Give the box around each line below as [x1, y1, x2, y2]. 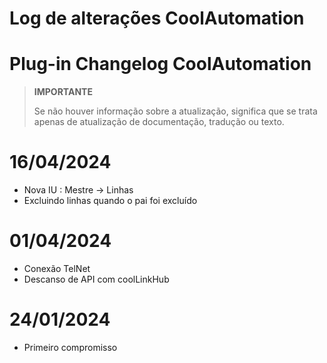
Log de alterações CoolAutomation [9, 7, 305, 30]
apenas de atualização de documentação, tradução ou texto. [33, 116, 285, 128]
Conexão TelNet [23, 263, 91, 274]
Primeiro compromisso [23, 341, 118, 353]
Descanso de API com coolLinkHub [23, 273, 170, 285]
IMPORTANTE [33, 86, 93, 98]
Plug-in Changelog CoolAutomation [9, 53, 312, 76]
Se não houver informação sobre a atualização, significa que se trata [33, 105, 318, 117]
